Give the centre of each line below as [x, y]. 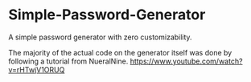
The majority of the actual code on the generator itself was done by [120, 52]
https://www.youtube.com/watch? [186, 61]
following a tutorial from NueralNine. [68, 61]
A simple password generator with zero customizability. [100, 37]
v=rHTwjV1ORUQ [37, 69]
